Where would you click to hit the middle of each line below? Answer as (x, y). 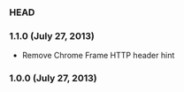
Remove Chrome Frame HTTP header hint (98, 56)
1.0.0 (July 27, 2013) (53, 79)
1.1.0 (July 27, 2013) (52, 35)
